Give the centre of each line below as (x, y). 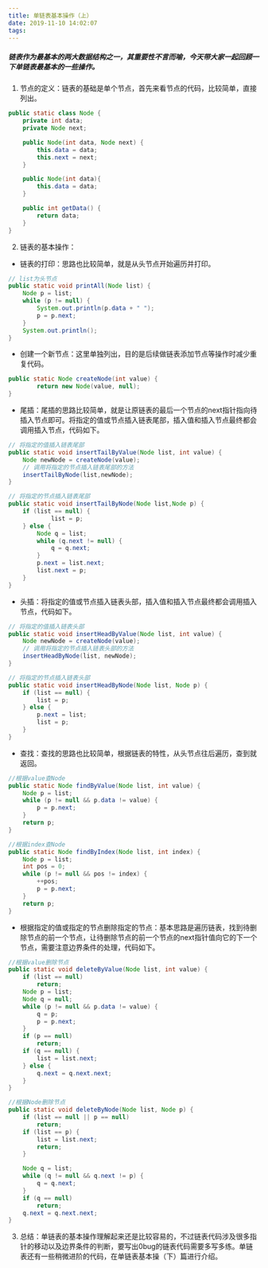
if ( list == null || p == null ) (76, 1118)
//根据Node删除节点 (37, 1102)
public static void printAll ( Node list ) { (80, 286)
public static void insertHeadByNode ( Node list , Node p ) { (108, 685)
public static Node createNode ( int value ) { (83, 379)
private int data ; (53, 121)
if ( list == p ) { (51, 1132)
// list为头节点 (33, 279)
